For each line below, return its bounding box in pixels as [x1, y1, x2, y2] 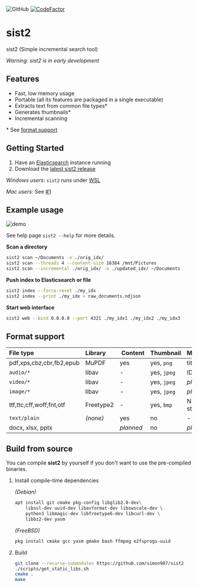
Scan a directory [6, 243, 48, 250]
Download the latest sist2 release [14, 165, 96, 172]
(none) [85, 414, 104, 422]
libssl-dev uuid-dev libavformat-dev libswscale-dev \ [25, 505, 163, 512]
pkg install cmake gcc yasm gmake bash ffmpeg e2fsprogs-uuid [14, 538, 171, 544]
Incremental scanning [14, 115, 68, 122]
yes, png [150, 359, 173, 367]
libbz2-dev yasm [25, 516, 65, 522]
